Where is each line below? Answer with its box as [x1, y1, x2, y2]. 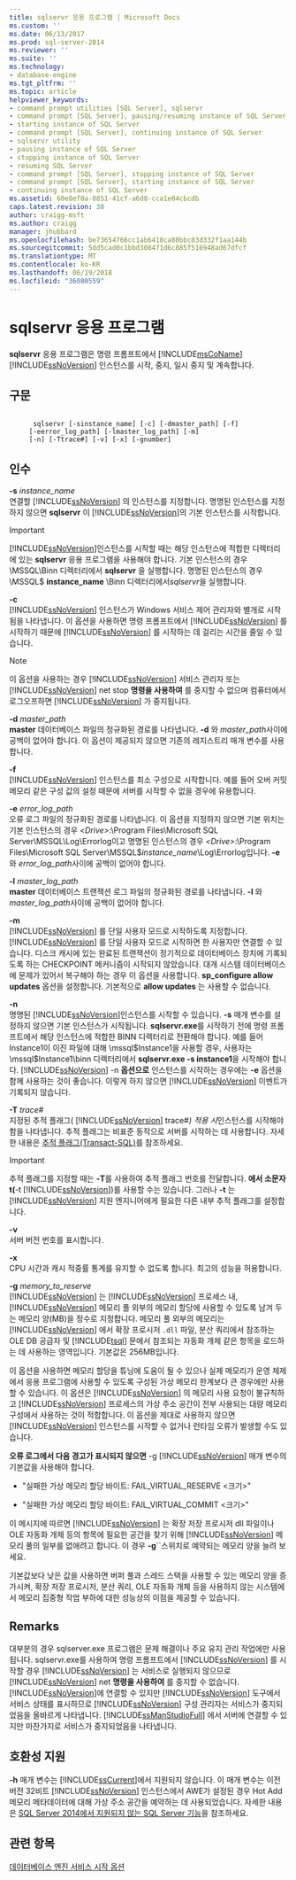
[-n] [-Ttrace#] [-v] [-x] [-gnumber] [28, 435, 172, 444]
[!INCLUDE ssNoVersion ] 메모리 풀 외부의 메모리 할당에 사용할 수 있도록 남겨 [9, 1302, 274, 1313]
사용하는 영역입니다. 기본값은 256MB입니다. [27, 1347, 179, 1357]
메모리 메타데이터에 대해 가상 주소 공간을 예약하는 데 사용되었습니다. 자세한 [9, 1796, 267, 1807]
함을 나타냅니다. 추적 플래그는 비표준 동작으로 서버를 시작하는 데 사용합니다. [9, 1126, 269, 1137]
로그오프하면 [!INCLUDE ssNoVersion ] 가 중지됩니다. [9, 696, 192, 707]
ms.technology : [9, 63, 65, 72]
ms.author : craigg [9, 219, 77, 228]
